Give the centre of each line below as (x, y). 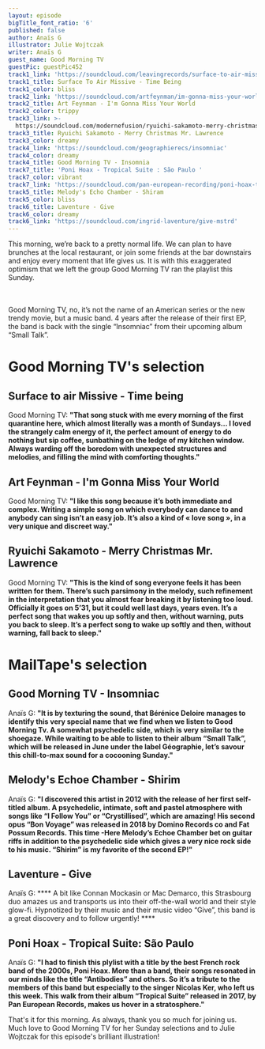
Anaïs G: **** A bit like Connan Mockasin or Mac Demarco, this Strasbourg (130, 893)
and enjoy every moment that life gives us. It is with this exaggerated (120, 261)
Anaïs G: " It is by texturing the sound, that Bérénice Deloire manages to (127, 713)
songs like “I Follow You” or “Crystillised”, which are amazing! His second (132, 816)
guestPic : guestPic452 (45, 67)
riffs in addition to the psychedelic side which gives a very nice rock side (130, 841)
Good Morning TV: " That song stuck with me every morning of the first (126, 415)
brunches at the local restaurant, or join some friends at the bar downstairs (130, 252)
